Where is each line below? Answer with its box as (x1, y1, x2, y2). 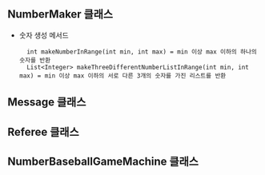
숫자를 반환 (18, 56, 51, 64)
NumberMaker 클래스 (7, 7, 114, 22)
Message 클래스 (7, 95, 86, 109)
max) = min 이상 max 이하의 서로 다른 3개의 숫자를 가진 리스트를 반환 (18, 71, 227, 80)
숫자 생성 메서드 (18, 30, 69, 40)
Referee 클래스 (7, 125, 79, 138)
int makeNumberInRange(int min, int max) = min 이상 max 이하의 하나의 (26, 47, 257, 56)
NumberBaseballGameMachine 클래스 (7, 154, 199, 168)
